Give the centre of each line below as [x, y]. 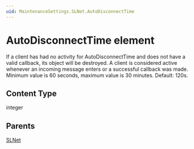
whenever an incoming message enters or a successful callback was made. [97, 69]
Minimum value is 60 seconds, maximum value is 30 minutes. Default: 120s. [97, 75]
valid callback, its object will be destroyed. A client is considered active [92, 63]
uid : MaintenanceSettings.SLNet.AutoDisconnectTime [70, 11]
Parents [20, 126]
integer [15, 108]
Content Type [32, 93]
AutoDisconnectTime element [80, 40]
